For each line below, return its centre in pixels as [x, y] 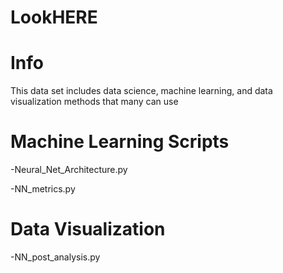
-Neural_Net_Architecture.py [69, 170]
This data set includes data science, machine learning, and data [141, 91]
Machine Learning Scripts [120, 142]
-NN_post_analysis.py [55, 257]
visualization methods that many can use [94, 102]
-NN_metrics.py [43, 189]
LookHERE [54, 17]
